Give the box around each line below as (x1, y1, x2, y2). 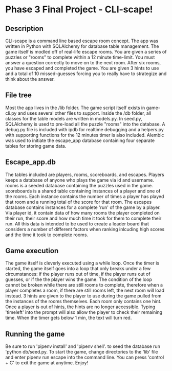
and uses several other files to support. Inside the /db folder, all (17, 110, 152, 116)
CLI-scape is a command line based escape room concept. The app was (5, 38, 159, 44)
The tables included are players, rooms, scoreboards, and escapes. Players (5, 171, 165, 178)
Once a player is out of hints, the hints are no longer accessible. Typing (5, 304, 156, 310)
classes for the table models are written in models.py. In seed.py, (5, 115, 142, 121)
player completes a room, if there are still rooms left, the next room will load (5, 287, 165, 294)
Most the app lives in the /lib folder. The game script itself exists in (5, 104, 145, 111)
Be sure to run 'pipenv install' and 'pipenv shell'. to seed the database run (5, 343, 160, 349)
